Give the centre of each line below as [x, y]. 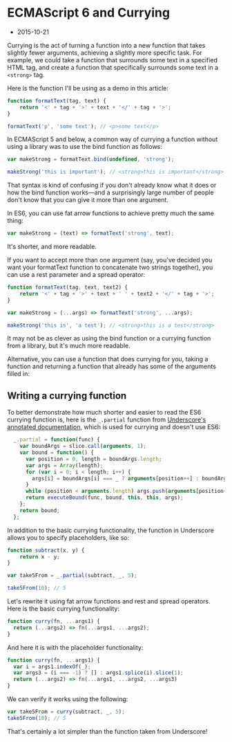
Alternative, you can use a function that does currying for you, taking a [108, 359]
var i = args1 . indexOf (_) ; [52, 667]
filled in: [18, 374]
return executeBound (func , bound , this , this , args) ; [105, 498]
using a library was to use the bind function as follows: [85, 147]
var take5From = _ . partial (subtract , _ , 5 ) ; [72, 576]
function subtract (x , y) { [46, 550]
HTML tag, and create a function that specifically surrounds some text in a [113, 67]
